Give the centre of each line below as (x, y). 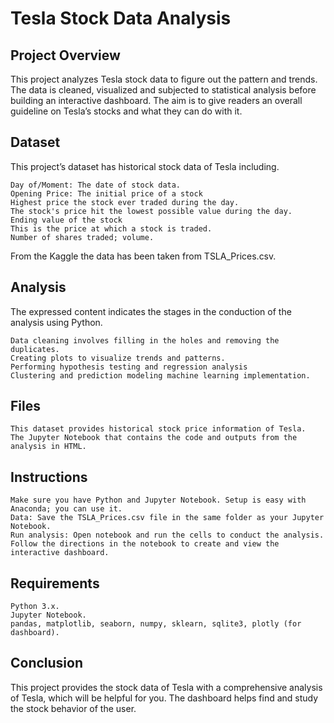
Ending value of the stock (66, 220)
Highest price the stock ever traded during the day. (125, 202)
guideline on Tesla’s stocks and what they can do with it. (126, 111)
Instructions (49, 477)
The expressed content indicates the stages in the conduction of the (151, 311)
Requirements (55, 583)
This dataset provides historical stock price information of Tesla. (158, 429)
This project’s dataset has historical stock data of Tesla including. (145, 166)
